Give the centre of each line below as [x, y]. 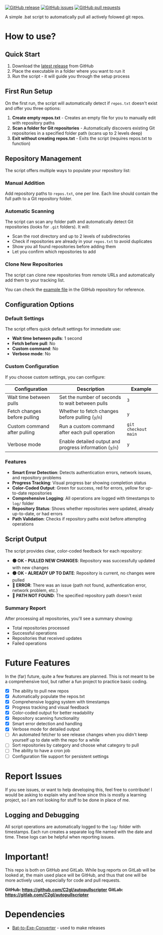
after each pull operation [87, 432]
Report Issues [33, 776]
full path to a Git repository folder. [39, 198]
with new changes [30, 568]
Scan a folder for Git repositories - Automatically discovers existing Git [83, 128]
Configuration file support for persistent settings [60, 756]
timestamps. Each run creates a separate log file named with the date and [79, 832]
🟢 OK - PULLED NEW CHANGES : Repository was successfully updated [83, 560]
